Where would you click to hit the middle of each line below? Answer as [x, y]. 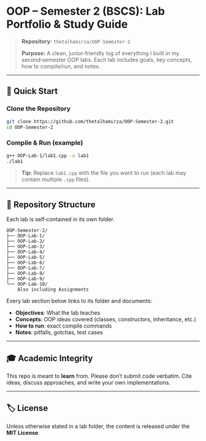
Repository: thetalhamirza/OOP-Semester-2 [76, 41]
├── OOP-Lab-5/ [26, 258]
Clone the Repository [39, 109]
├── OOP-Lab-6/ [26, 263]
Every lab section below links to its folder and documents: [79, 301]
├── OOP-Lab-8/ [26, 274]
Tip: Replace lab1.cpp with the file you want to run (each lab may [104, 173]
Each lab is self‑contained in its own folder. [60, 220]
